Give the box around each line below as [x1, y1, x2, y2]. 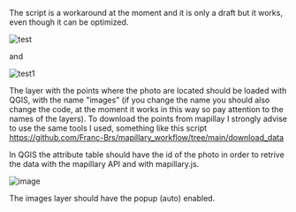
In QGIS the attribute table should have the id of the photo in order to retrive [9, 149, 285, 160]
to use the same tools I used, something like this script [9, 123, 208, 133]
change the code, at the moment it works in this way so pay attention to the [9, 104, 285, 114]
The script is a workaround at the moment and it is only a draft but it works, [9, 8, 283, 18]
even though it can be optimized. [9, 17, 129, 27]
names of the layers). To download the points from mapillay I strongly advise [9, 114, 287, 124]
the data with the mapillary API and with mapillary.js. [9, 159, 200, 169]
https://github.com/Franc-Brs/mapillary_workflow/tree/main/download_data [9, 132, 285, 142]
